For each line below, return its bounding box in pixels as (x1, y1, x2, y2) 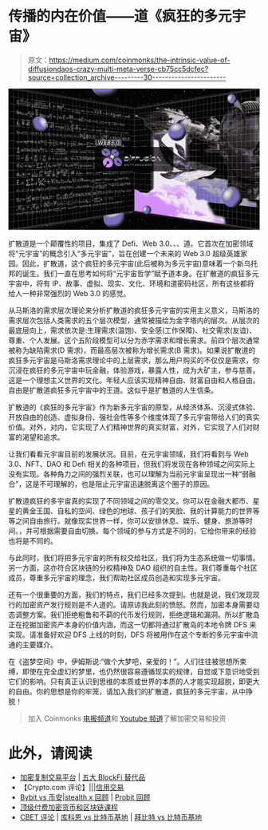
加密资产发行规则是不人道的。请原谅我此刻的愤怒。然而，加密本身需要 (22, 599, 253, 609)
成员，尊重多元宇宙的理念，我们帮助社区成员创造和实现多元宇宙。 (8, 572, 225, 583)
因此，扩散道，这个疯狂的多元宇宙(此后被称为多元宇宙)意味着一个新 (22, 259, 245, 268)
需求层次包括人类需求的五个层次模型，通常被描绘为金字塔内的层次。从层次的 (8, 315, 260, 325)
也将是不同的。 (8, 536, 57, 545)
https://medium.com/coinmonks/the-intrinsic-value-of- (49, 55, 231, 65)
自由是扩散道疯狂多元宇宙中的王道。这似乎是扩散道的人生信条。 (8, 385, 218, 395)
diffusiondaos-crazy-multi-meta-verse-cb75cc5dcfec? (27, 64, 209, 73)
